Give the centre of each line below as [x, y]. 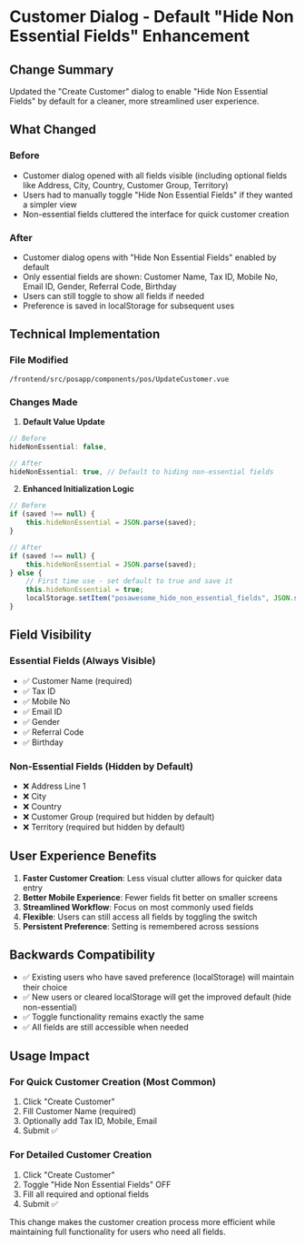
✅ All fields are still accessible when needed [105, 1027]
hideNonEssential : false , [58, 447]
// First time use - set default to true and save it [129, 581]
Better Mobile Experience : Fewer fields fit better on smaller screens [150, 897]
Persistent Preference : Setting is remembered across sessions [141, 926]
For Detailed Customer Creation [81, 1155]
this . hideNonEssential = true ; [85, 590]
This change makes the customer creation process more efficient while [143, 1221]
